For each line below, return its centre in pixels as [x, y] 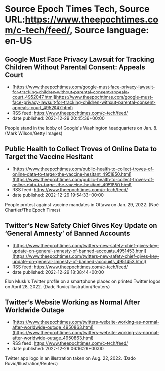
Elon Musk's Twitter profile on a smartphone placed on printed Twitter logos [83, 281]
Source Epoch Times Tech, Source [77, 9]
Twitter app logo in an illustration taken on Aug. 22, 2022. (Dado [71, 358]
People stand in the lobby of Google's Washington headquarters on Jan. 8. [81, 128]
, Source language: [109, 30]
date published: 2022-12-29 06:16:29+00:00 [58, 349]
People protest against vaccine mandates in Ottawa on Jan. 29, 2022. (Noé [82, 204]
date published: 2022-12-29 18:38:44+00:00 [58, 272]
